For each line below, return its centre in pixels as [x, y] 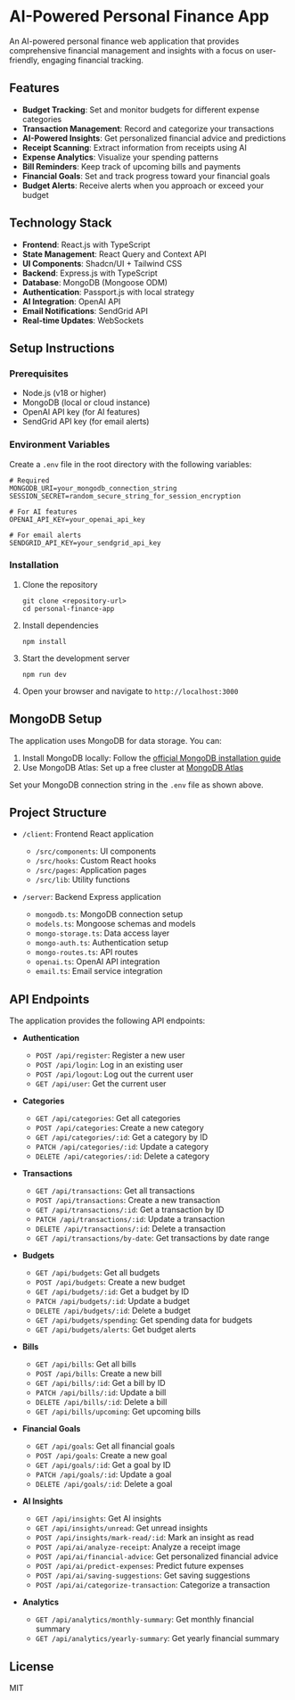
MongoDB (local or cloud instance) [86, 402]
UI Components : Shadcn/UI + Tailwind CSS [102, 263]
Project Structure [58, 813]
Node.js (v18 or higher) [64, 393]
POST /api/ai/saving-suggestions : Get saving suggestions [143, 1575]
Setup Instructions [62, 348]
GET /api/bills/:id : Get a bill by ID [100, 1383]
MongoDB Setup [56, 719]
